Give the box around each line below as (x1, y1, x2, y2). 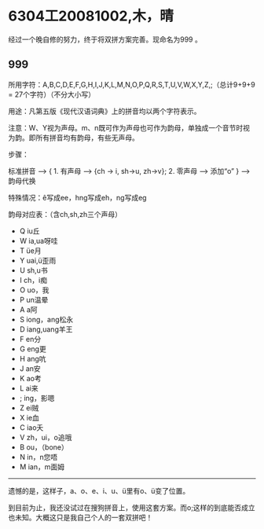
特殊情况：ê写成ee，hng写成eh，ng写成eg (8, 193, 147, 202)
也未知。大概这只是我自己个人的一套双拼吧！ (8, 512, 153, 522)
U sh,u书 (19, 265, 49, 275)
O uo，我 (19, 285, 49, 295)
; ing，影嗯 (19, 393, 55, 402)
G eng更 (19, 343, 47, 354)
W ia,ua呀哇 (19, 236, 58, 245)
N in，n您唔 (19, 452, 58, 461)
